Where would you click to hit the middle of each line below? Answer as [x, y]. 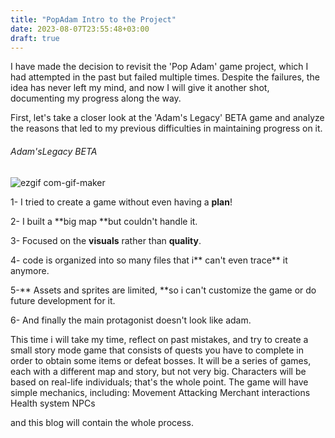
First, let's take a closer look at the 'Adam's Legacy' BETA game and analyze [167, 118]
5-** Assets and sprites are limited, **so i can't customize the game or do [163, 290]
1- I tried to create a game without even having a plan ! [121, 202]
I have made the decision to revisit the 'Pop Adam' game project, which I [159, 67]
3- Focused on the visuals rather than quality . [106, 240]
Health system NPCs [53, 403]
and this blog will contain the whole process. [102, 422]
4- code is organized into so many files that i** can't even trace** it [149, 260]
